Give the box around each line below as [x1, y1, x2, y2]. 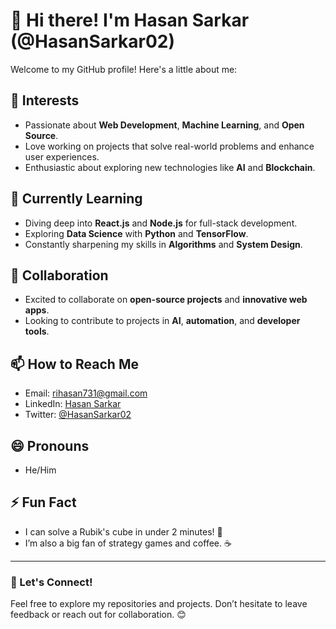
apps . [24, 304, 50, 316]
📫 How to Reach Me [10, 355, 139, 373]
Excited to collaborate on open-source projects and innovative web [24, 294, 308, 306]
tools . [24, 325, 50, 338]
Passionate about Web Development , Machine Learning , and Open [24, 119, 305, 131]
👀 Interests [10, 92, 80, 109]
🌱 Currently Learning [10, 190, 143, 208]
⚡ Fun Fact [10, 494, 77, 511]
